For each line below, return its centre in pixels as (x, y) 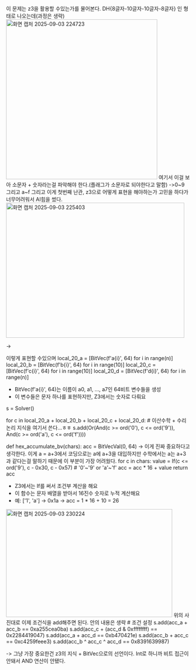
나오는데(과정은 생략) (41, 16)
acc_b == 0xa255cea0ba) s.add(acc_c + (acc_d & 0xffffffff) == (82, 629)
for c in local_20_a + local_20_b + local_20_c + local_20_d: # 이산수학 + (91, 420)
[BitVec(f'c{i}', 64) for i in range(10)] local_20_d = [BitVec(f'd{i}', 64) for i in (96, 371)
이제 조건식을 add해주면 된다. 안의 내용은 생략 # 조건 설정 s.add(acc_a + (105, 622)
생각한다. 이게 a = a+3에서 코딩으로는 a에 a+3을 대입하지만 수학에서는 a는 (91, 454)
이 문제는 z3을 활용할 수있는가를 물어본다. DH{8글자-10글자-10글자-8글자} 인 (94, 8)
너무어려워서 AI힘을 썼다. (35, 199)
